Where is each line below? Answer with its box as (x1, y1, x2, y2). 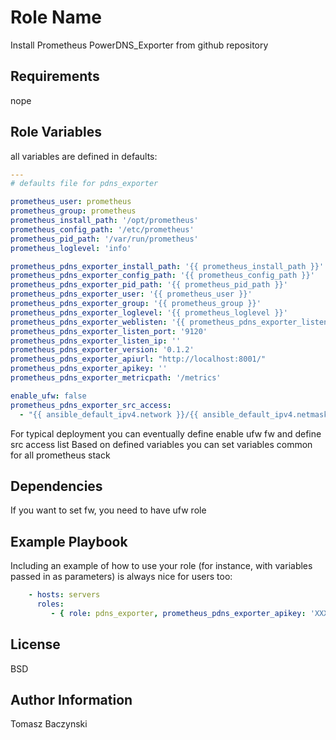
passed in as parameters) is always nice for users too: (10, 571, 233, 583)
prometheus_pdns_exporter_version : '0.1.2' (10, 345, 195, 355)
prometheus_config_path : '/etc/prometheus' (10, 224, 195, 235)
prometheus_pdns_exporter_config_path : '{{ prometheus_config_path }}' (10, 271, 315, 281)
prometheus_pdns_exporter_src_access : (10, 400, 172, 410)
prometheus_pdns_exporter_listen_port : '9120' (10, 326, 208, 336)
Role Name (10, 6, 102, 29)
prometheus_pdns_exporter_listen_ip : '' (10, 336, 182, 346)
